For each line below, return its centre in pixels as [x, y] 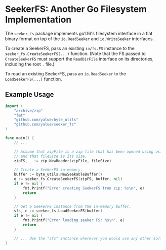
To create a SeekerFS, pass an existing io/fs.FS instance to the [70, 48]
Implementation [38, 20]
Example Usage [30, 94]
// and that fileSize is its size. [51, 156]
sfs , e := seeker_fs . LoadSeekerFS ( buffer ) [58, 211]
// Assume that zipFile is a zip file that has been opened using [84, 152]
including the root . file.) [30, 64]
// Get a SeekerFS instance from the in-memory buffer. [73, 206]
